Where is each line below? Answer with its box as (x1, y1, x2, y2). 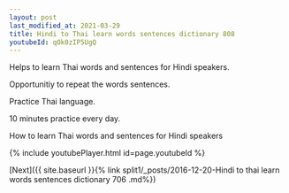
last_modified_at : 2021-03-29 (9, 21, 121, 30)
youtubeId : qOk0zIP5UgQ (9, 37, 97, 47)
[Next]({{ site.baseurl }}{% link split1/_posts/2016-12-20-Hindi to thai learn (9, 165, 280, 175)
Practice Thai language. (9, 96, 95, 107)
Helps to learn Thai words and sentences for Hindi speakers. (9, 62, 230, 73)
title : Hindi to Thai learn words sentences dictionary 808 (9, 29, 236, 38)
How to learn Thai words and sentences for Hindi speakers (9, 130, 224, 142)
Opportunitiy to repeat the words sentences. (9, 79, 171, 89)
